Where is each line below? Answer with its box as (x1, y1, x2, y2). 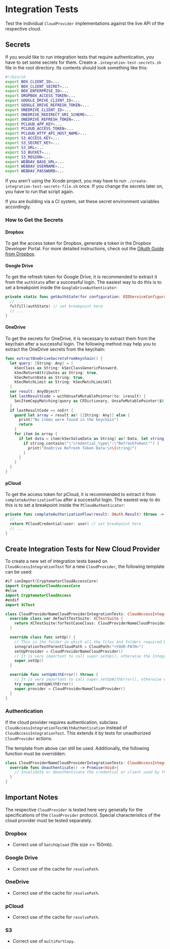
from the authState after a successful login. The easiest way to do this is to (5, 279, 162, 285)
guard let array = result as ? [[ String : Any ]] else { (14, 412, 130, 417)
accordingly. (5, 204, 31, 210)
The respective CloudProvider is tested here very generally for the (5, 807, 143, 813)
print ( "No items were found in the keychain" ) (18, 417, 119, 423)
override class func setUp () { (10, 635, 76, 640)
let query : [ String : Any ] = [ (10, 361, 73, 366)
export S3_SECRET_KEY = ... (5, 140, 60, 145)
